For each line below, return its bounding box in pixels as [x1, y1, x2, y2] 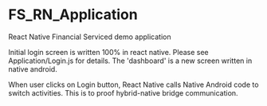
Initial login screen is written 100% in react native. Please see [8, 47, 209, 57]
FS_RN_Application [8, 6, 138, 24]
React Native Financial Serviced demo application [8, 32, 171, 41]
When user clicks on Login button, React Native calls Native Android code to [8, 80, 259, 89]
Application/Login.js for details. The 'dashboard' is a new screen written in [8, 56, 253, 65]
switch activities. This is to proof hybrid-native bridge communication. [8, 88, 238, 97]
